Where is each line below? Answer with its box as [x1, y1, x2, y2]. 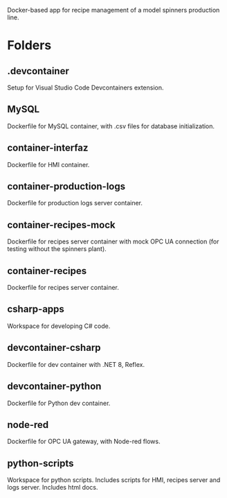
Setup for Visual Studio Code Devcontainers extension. [7, 83, 164, 92]
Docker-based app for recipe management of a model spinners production [7, 6, 220, 14]
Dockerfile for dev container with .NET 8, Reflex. [7, 360, 145, 368]
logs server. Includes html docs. [7, 483, 98, 492]
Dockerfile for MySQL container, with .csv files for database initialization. [7, 121, 215, 130]
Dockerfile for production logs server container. [7, 199, 143, 207]
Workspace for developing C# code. [7, 322, 111, 330]
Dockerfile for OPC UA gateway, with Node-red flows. [7, 437, 161, 446]
